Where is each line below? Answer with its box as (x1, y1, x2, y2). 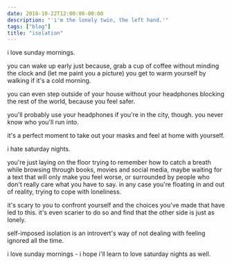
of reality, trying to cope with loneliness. (7, 188, 122, 196)
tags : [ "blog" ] (7, 23, 51, 30)
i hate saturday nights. (7, 145, 71, 153)
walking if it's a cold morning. (7, 77, 91, 85)
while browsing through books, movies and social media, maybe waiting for (7, 165, 222, 174)
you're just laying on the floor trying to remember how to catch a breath (7, 158, 211, 167)
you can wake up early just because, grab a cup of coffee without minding (7, 62, 220, 70)
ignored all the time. (7, 237, 64, 245)
